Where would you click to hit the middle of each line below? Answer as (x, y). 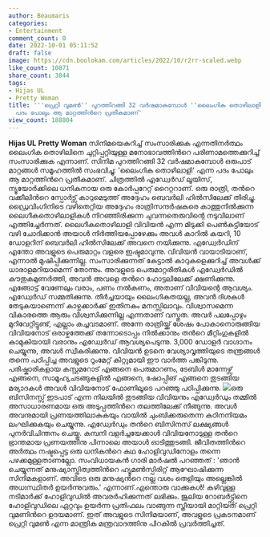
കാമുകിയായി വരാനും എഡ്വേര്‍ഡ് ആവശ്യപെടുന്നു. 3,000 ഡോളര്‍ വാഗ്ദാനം (130, 341)
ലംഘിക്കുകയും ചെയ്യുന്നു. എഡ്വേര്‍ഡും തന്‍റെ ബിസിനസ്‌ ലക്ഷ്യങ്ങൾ (119, 424)
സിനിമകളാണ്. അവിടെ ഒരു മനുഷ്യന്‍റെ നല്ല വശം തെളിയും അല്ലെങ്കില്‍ (125, 478)
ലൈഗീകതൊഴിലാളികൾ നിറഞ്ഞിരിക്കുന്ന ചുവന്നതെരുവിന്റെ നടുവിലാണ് (127, 215)
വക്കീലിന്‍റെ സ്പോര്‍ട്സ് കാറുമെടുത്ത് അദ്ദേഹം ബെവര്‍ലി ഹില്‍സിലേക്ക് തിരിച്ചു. (132, 197)
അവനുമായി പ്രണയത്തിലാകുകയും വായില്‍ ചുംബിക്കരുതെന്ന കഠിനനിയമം (128, 415)
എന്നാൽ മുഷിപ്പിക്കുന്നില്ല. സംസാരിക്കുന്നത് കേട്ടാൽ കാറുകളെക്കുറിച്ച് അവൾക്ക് (135, 260)
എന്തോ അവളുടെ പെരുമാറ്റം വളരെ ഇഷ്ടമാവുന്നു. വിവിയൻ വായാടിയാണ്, (128, 251)
